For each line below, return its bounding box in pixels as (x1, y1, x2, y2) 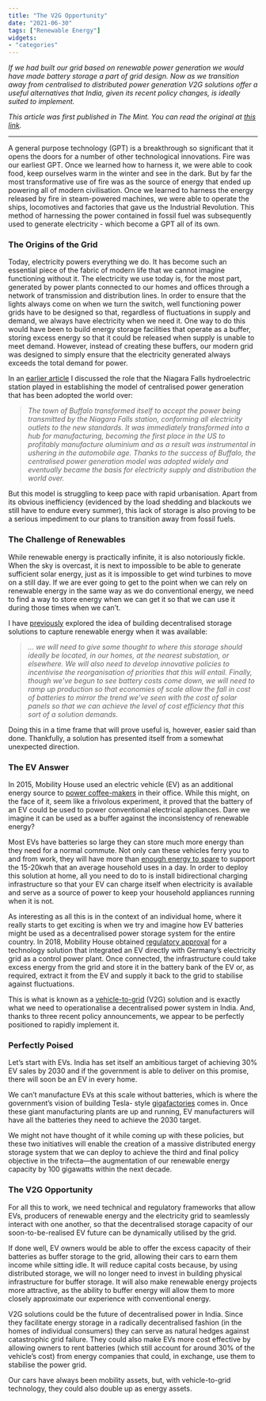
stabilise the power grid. (8, 1360, 87, 1369)
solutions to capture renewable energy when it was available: (8, 627, 208, 636)
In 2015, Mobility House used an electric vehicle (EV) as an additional (8, 780, 234, 789)
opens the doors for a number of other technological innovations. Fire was (8, 152, 251, 161)
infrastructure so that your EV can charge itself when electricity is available (8, 879, 253, 890)
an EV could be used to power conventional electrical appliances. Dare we (8, 805, 251, 815)
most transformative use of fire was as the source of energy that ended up (8, 177, 252, 187)
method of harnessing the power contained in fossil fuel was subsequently (8, 211, 252, 221)
